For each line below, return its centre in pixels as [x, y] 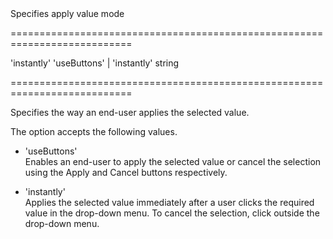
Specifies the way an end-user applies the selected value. [130, 112]
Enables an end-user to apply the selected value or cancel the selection [173, 161]
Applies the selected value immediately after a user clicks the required [169, 202]
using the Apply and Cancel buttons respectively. [126, 172]
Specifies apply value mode [67, 13]
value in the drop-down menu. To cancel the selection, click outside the [172, 213]
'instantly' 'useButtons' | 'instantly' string [95, 63]
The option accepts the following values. [94, 131]
